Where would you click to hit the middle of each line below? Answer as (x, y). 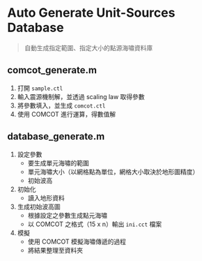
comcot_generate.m (52, 70)
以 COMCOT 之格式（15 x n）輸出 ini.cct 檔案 (95, 224)
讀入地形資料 (46, 197)
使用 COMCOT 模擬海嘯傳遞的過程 (77, 241)
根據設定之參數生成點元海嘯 (68, 215)
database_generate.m (56, 136)
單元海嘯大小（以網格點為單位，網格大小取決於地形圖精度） (113, 172)
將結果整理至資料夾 (55, 250)
